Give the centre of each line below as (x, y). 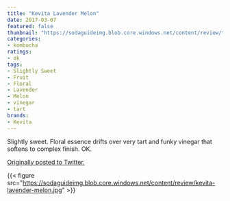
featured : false (30, 26)
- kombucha (23, 45)
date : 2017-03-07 (32, 20)
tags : (15, 64)
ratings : (20, 52)
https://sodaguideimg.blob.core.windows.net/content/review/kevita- (119, 182)
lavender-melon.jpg (35, 190)
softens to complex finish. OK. (50, 149)
